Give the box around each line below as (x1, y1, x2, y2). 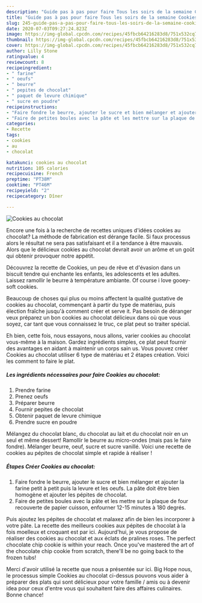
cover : (6, 43, 23, 49)
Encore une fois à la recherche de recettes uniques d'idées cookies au (6, 226, 181, 233)
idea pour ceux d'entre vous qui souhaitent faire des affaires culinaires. (6, 584, 182, 592)
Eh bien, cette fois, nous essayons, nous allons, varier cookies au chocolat (6, 332, 191, 339)
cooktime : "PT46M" (6, 182, 52, 188)
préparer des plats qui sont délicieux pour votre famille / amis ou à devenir (6, 578, 191, 586)
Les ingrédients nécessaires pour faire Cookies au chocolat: (6, 371, 161, 379)
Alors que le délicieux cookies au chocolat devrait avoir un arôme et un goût (6, 246, 195, 253)
